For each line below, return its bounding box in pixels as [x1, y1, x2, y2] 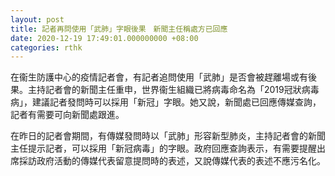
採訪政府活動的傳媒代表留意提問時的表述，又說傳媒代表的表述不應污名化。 [18, 155, 326, 167]
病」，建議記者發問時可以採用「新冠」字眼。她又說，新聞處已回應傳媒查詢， [10, 96, 322, 108]
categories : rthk [10, 42, 83, 53]
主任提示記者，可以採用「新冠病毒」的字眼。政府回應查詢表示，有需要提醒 [10, 142, 317, 155]
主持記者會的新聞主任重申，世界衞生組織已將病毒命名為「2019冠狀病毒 [27, 84, 320, 96]
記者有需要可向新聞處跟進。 [10, 109, 125, 121]
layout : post [10, 14, 65, 25]
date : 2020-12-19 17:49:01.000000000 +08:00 [10, 33, 199, 43]
